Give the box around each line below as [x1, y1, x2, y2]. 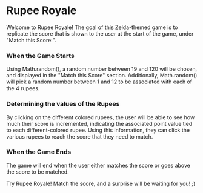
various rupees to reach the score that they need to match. [6, 132, 153, 140]
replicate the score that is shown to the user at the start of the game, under [6, 30, 194, 37]
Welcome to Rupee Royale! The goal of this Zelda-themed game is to [6, 24, 178, 31]
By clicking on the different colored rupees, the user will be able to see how [6, 113, 195, 121]
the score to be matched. [6, 168, 69, 175]
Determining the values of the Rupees [6, 100, 120, 108]
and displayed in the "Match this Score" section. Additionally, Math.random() [6, 72, 198, 79]
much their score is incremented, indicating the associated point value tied [6, 120, 193, 127]
